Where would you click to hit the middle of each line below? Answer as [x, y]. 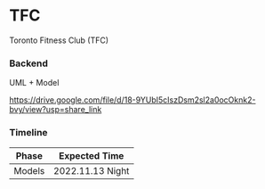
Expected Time [92, 155]
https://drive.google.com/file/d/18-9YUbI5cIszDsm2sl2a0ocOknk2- [132, 100]
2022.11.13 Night [91, 170]
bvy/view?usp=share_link [56, 110]
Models [29, 170]
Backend [29, 63]
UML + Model [34, 83]
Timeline [28, 133]
